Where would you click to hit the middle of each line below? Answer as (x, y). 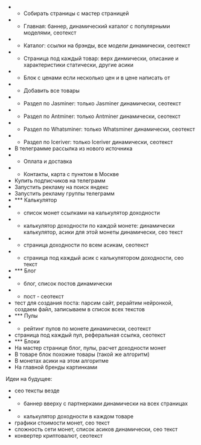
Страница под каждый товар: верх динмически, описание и (101, 58)
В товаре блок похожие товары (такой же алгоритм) (82, 354)
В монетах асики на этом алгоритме (62, 361)
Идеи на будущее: (29, 379)
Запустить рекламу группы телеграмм (65, 193)
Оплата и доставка (48, 161)
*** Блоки (27, 341)
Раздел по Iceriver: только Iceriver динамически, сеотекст (98, 142)
